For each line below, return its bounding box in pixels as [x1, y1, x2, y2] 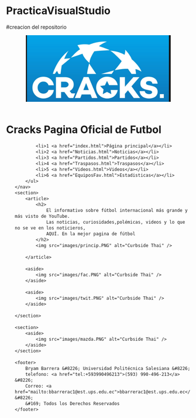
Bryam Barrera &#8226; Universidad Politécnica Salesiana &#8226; [25, 365, 191, 371]
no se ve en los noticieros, [14, 225, 86, 231]
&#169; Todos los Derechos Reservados [25, 400, 120, 406]
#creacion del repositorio [6, 23, 67, 30]
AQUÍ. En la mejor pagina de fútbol [46, 231, 136, 237]
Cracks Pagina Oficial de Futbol [6, 123, 162, 136]
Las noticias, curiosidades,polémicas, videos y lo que [46, 219, 185, 225]
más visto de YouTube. [14, 213, 70, 219]
